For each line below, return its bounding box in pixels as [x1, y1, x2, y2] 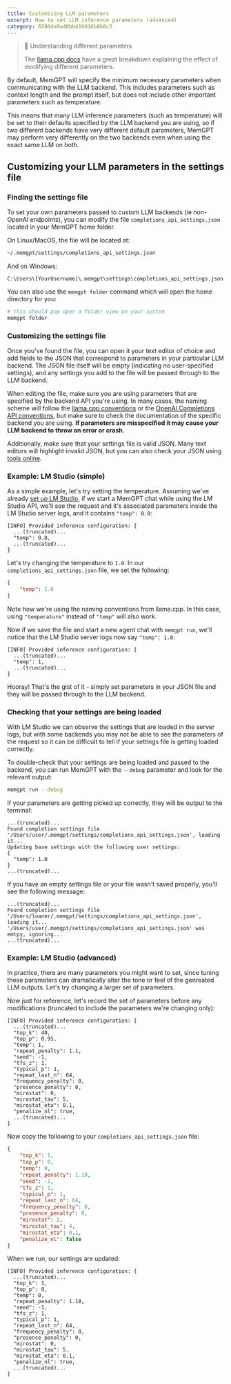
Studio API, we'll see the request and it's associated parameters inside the [7, 502, 219, 510]
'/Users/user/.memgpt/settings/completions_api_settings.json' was [7, 925, 205, 932]
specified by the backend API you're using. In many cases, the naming [7, 397, 207, 405]
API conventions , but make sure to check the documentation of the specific [7, 411, 221, 419]
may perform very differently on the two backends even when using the [7, 133, 211, 142]
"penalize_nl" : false [19, 1235, 81, 1242]
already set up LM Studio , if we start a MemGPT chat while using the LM [7, 495, 213, 503]
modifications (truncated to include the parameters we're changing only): [7, 1004, 215, 1012]
